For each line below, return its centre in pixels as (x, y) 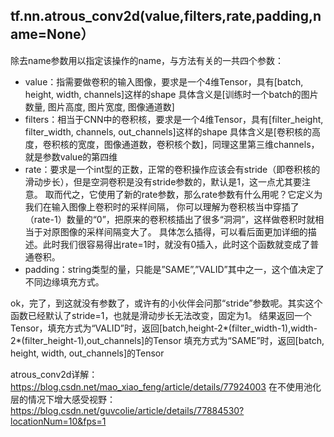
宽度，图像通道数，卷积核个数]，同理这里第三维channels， (198, 144)
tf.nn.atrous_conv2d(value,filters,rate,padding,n (166, 16)
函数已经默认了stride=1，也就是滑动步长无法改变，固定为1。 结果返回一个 (161, 315)
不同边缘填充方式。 (64, 281)
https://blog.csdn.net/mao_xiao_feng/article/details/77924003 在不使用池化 (166, 386)
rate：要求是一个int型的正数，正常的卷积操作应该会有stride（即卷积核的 (172, 169)
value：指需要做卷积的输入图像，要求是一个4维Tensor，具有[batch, (164, 81)
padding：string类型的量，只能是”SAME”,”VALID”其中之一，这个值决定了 (174, 269)
